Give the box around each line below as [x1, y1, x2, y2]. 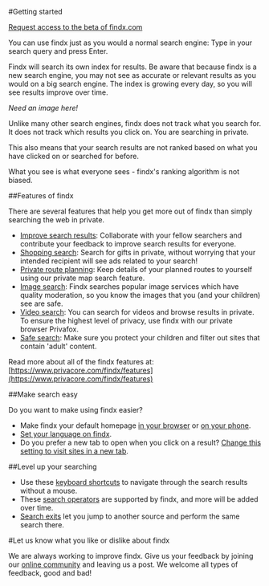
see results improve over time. [8, 87, 108, 97]
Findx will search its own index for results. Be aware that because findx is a [8, 62, 257, 71]
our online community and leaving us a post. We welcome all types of [8, 560, 238, 569]
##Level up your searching [8, 462, 97, 471]
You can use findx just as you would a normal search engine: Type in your [8, 38, 253, 47]
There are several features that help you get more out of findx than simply [8, 206, 253, 216]
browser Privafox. [19, 324, 79, 334]
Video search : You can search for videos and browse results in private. [19, 307, 255, 316]
